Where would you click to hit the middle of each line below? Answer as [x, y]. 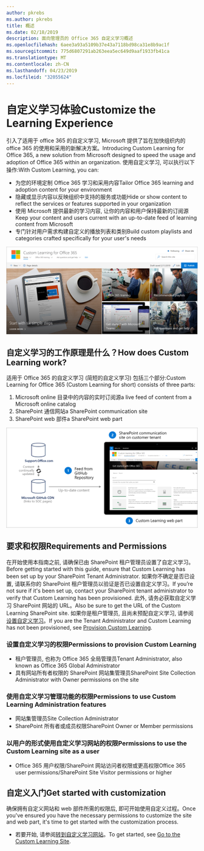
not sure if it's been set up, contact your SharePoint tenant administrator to [100, 591]
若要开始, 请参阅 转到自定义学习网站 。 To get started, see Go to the [98, 835]
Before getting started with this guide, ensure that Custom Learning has [96, 569]
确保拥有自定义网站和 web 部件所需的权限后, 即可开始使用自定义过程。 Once [101, 808]
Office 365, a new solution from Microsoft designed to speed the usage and [101, 155]
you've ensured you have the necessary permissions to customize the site [99, 816]
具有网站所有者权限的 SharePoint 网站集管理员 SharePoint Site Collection [105, 673]
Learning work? [36, 363]
